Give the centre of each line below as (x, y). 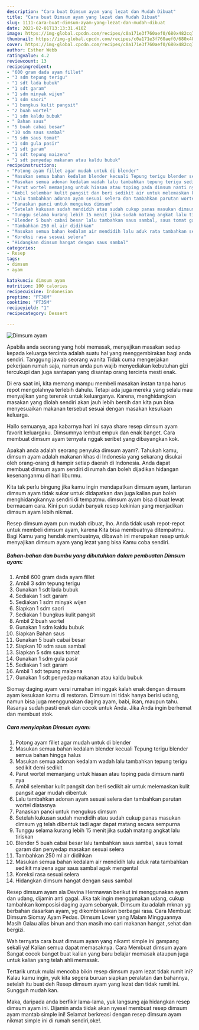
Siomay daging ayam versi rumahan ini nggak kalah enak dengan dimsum (96, 688)
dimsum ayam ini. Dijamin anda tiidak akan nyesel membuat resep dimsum (97, 1008)
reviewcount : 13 (27, 61)
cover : (15, 45)
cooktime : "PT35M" (29, 303)
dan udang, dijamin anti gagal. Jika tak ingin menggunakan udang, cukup (96, 898)
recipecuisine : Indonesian (40, 291)
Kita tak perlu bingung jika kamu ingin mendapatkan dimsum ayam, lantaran (99, 487)
